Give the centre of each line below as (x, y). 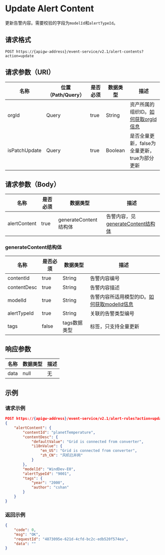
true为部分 (142, 158)
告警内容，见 (121, 217)
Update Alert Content (50, 9)
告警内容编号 (105, 278)
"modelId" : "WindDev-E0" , (49, 469)
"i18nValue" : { (47, 446)
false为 (148, 143)
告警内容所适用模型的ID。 (120, 296)
